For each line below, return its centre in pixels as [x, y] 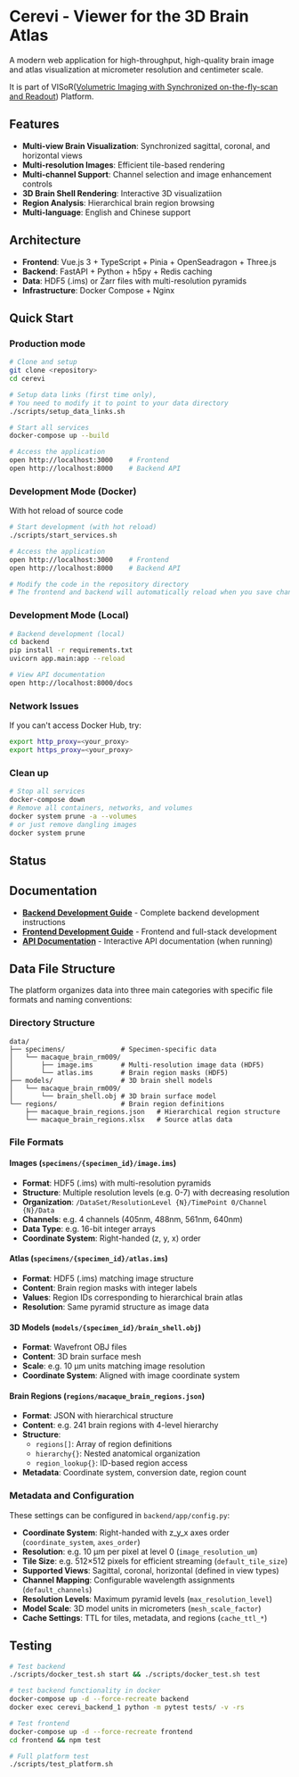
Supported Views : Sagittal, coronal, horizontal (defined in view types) [150, 1570]
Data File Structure [62, 969]
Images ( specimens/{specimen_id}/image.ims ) [93, 1163]
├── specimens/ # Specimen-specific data [113, 1049]
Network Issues [44, 706]
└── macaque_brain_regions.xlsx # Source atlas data [129, 1120]
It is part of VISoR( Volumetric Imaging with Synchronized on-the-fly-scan [144, 87]
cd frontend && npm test [55, 1740]
